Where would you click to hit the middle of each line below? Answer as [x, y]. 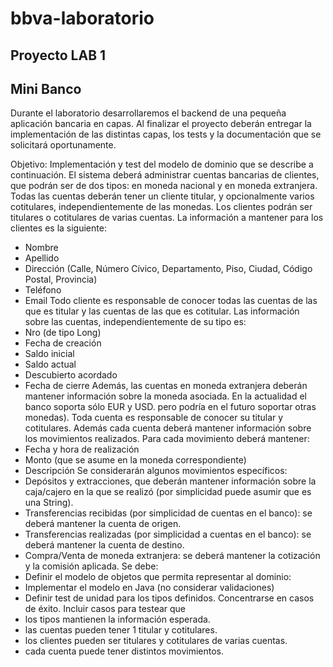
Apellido [42, 258]
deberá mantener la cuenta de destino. [104, 545]
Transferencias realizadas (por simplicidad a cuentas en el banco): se [168, 534]
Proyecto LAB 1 [58, 55]
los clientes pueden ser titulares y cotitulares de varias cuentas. [156, 641]
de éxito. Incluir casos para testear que [105, 609]
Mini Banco [46, 88]
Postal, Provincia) [61, 279]
